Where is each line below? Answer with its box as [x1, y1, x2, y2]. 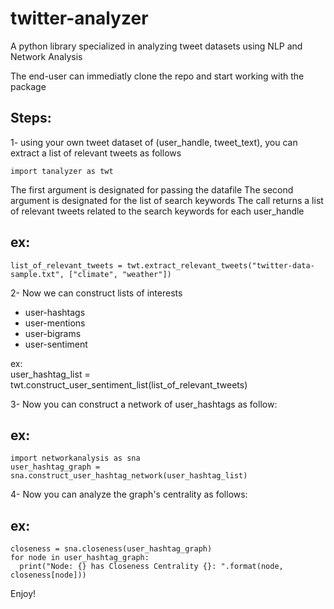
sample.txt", [10, 269, 65, 279]
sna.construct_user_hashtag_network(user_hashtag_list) [10, 471, 248, 481]
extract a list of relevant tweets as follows [10, 147, 182, 159]
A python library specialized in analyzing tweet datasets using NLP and [10, 40, 303, 52]
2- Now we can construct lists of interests [10, 287, 183, 299]
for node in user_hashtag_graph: [10, 553, 150, 563]
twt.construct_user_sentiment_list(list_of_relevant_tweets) [10, 378, 248, 391]
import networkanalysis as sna [10, 453, 141, 464]
